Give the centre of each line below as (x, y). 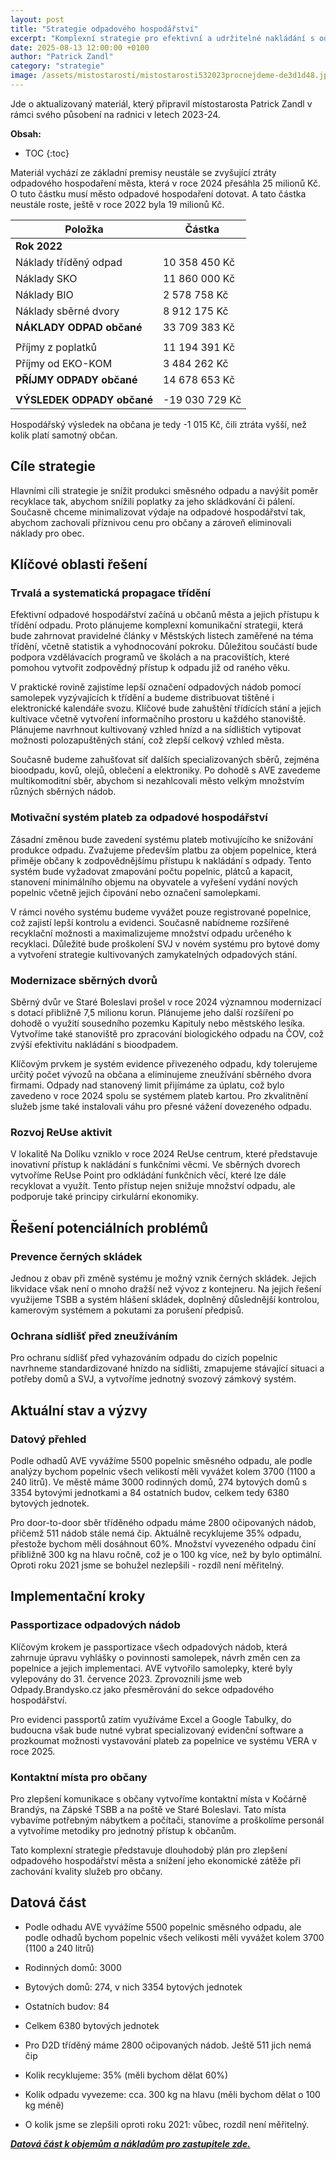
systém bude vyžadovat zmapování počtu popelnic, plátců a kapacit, (151, 871)
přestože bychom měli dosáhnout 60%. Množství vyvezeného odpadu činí (163, 1543)
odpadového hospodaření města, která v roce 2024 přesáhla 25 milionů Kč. (165, 183)
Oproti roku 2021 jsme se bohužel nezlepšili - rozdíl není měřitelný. (147, 1565)
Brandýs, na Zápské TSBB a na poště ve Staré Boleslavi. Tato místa (148, 1809)
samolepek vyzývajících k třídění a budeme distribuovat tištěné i (142, 698)
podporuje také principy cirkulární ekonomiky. (105, 1197)
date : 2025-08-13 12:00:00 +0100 (80, 47)
